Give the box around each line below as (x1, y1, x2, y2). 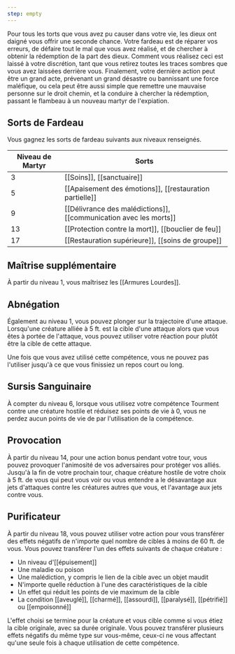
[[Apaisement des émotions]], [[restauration (64, 184, 210, 193)
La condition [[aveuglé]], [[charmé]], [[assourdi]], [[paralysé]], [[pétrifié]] (17, 595, 228, 604)
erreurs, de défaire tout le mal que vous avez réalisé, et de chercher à (7, 44, 208, 53)
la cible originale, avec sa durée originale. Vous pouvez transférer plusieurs (7, 623, 225, 632)
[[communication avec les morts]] (64, 213, 176, 223)
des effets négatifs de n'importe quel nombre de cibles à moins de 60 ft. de (7, 537, 225, 545)
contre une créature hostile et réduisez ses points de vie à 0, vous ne (7, 407, 206, 415)
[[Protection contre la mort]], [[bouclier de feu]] (64, 224, 222, 234)
